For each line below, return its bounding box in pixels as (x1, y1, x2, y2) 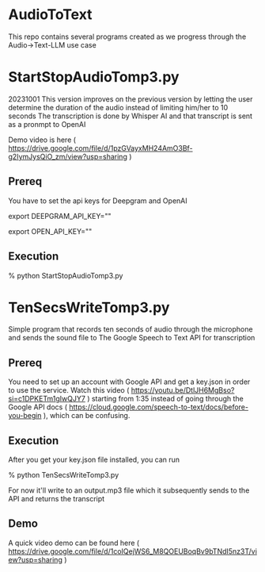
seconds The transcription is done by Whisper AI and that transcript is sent (8, 111, 253, 121)
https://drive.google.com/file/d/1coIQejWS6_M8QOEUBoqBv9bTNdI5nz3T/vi (8, 546, 257, 556)
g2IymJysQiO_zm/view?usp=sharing (8, 152, 128, 161)
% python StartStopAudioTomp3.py (8, 271, 123, 280)
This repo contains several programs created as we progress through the (8, 32, 247, 41)
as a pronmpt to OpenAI (8, 119, 86, 129)
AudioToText (8, 6, 93, 24)
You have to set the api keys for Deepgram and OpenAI (8, 196, 187, 205)
